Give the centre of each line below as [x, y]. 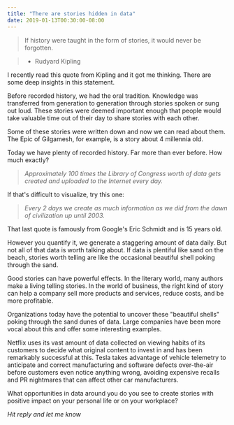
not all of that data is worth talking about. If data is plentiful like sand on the [115, 250]
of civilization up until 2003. [64, 215]
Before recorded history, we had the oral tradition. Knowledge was [103, 96]
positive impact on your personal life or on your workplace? [93, 401]
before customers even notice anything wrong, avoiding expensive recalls [114, 372]
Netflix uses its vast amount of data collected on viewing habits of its [106, 343]
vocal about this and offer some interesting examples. [85, 329]
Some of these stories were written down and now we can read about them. [116, 131]
